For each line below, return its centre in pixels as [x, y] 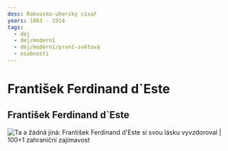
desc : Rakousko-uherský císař [52, 14]
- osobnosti [32, 54]
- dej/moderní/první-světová [57, 47]
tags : [15, 27]
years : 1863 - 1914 [36, 21]
